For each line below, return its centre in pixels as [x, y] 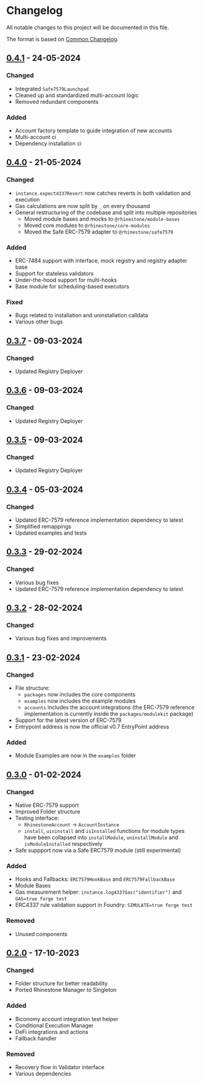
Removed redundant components [57, 101]
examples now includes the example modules [80, 701]
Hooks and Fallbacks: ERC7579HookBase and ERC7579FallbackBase [95, 879]
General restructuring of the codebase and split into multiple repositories [106, 212]
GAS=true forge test [41, 899]
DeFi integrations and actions [52, 1031]
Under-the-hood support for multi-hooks [66, 280]
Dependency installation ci [48, 143]
